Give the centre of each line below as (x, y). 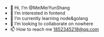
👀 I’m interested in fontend (38, 13)
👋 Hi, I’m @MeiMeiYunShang (40, 8)
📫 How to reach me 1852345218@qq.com (54, 29)
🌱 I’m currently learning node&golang (49, 18)
